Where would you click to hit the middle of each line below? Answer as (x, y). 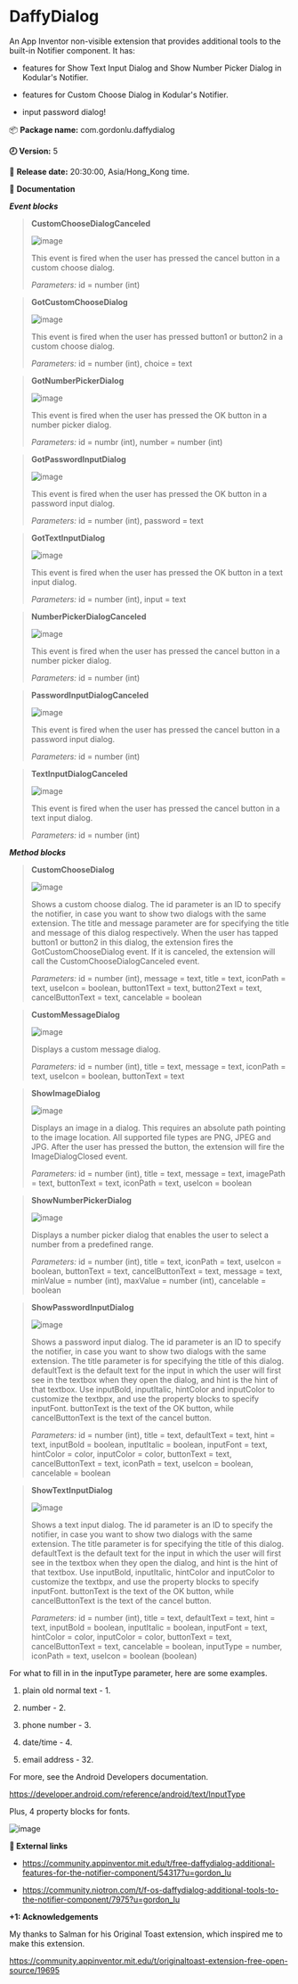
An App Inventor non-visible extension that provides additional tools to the (145, 41)
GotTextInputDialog (68, 538)
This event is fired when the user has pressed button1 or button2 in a (157, 336)
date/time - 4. (47, 1742)
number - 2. (44, 1707)
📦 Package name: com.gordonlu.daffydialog (92, 129)
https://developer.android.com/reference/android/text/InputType (128, 1794)
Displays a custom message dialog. (96, 1049)
